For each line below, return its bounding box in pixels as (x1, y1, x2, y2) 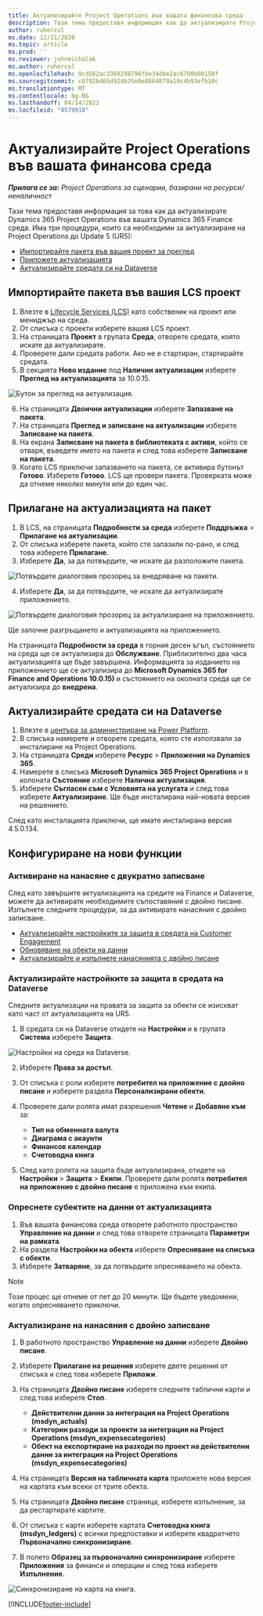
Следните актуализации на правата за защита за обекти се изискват (8, 1001, 239, 1010)
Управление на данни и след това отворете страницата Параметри (19, 1228, 250, 1237)
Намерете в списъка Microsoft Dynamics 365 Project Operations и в (19, 767, 249, 777)
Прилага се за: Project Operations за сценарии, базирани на (8, 182, 212, 192)
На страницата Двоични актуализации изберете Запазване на (19, 403, 233, 413)
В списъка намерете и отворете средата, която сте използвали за (19, 734, 242, 743)
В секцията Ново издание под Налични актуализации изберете (19, 365, 236, 374)
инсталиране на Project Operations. (19, 742, 138, 752)
